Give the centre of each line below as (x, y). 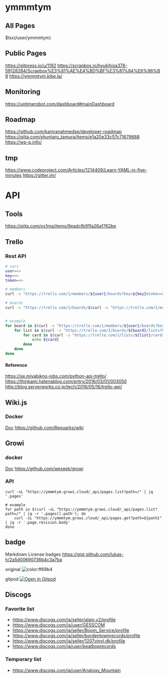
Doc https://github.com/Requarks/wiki (44, 427)
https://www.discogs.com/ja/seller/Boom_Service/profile (71, 630)
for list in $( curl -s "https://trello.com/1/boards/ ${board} (80, 330)
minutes (13, 175)
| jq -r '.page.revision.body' (38, 522)
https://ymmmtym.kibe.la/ (36, 76)
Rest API (16, 256)
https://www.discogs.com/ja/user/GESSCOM (58, 625)
